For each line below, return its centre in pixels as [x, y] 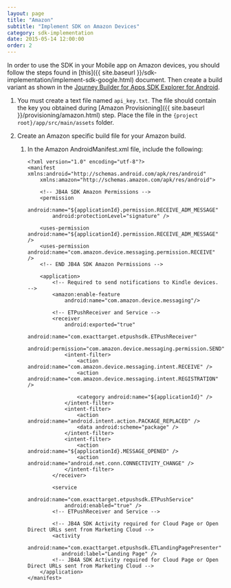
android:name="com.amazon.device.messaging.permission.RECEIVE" [121, 252]
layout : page [26, 13]
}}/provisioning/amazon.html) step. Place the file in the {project [107, 115]
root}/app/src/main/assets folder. [66, 122]
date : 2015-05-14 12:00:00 [46, 39]
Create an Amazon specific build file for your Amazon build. [101, 136]
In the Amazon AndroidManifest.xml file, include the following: [115, 149]
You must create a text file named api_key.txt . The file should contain [117, 100]
